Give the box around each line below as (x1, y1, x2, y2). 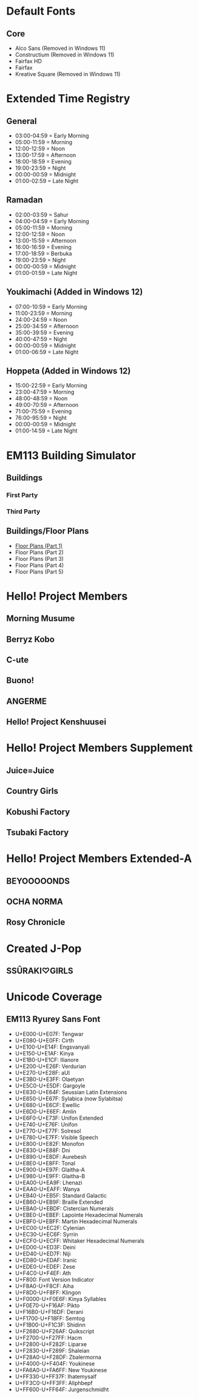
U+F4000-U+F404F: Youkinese (15, 1359, 95, 1367)
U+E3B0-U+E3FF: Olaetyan (15, 1075, 85, 1083)
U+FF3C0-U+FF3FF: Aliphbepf (15, 1379, 93, 1386)
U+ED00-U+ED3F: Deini (15, 1243, 76, 1251)
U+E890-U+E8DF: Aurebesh (15, 1153, 87, 1160)
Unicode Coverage (6, 990, 103, 1004)
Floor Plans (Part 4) (15, 561, 64, 569)
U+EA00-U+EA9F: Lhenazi (15, 1179, 83, 1186)
